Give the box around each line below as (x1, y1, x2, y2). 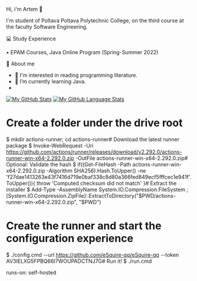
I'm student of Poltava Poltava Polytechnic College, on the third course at (6, 17, 184, 24)
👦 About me (6, 60, 35, 67)
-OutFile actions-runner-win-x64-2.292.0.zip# (75, 154, 188, 162)
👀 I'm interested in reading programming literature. (14, 71, 137, 79)
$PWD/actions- (138, 192, 176, 199)
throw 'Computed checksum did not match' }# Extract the (36, 179, 177, 187)
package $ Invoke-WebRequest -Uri (6, 142, 94, 149)
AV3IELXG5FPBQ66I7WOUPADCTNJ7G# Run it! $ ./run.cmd (6, 257, 152, 264)
